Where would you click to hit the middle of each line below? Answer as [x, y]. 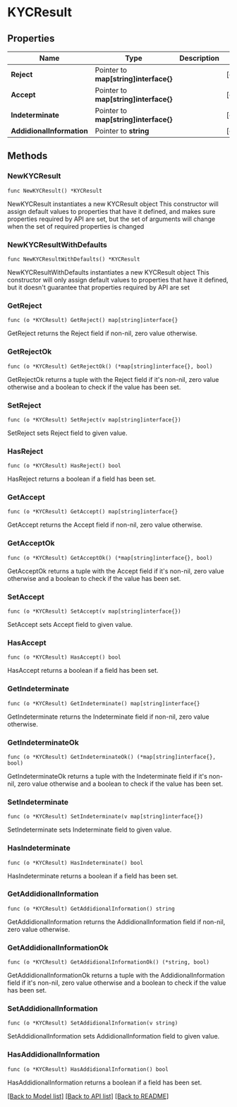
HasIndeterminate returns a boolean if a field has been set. [93, 875]
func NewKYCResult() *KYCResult [55, 191]
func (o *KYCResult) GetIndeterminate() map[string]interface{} [104, 703]
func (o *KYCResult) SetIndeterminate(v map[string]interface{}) [105, 817]
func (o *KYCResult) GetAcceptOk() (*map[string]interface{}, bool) [110, 558]
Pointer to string [122, 131]
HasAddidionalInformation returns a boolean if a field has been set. [105, 1082]
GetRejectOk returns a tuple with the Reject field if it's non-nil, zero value [113, 379]
